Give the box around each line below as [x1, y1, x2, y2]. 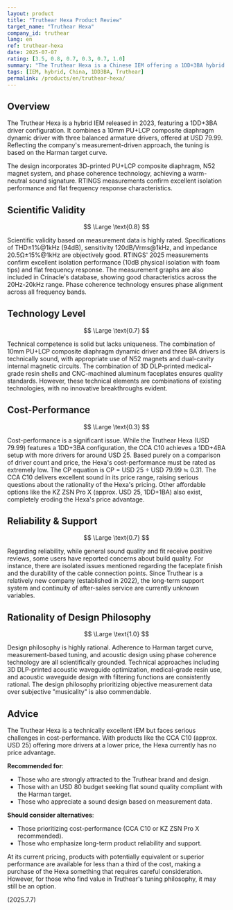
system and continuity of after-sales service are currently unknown [7, 584, 200, 593]
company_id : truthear [7, 29, 70, 37]
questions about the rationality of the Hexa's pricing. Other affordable [7, 480, 206, 488]
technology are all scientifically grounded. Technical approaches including [7, 658, 220, 667]
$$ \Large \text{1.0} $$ [83, 630, 150, 638]
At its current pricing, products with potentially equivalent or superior [7, 852, 205, 861]
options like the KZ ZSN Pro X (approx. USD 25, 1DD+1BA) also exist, [7, 488, 202, 496]
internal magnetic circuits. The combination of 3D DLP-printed [7, 362, 185, 370]
